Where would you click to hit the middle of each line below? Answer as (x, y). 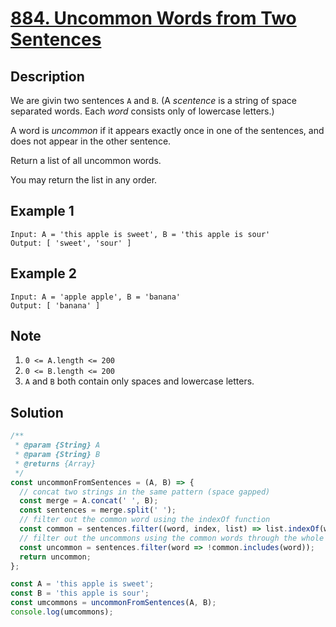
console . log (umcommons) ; (62, 612)
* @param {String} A (57, 445)
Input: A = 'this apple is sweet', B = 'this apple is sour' (140, 234)
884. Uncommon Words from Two (153, 18)
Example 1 (42, 211)
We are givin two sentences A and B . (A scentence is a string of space (154, 100)
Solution (37, 412)
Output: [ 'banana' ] (55, 305)
